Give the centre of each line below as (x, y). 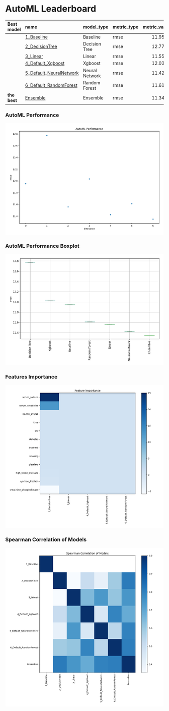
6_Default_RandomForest (51, 85)
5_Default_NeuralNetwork (52, 73)
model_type (96, 27)
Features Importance (31, 376)
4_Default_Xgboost (45, 63)
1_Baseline (36, 37)
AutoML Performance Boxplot (42, 246)
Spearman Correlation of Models (46, 539)
